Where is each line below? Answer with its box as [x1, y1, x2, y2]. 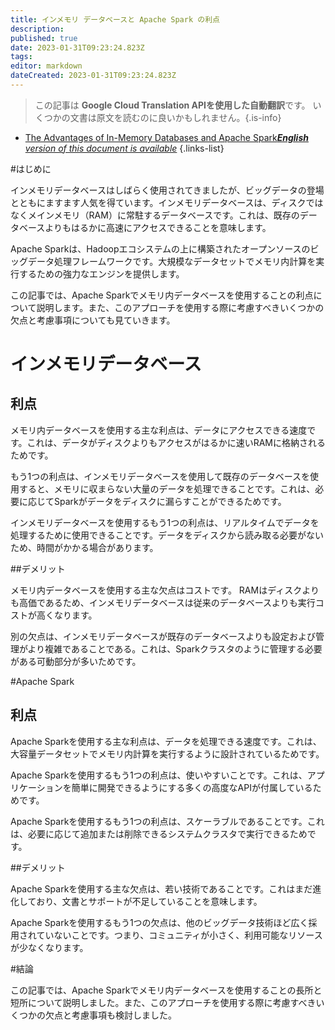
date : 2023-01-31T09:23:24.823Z [10, 42, 145, 53]
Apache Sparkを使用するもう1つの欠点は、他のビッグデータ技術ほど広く [10, 916, 309, 928]
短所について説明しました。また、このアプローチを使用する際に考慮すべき [10, 996, 317, 1008]
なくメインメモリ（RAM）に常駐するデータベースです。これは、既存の [10, 209, 300, 221]
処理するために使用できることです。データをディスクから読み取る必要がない [10, 529, 324, 541]
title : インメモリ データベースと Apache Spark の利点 [10, 14, 220, 25]
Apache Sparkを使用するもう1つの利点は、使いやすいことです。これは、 [10, 769, 308, 781]
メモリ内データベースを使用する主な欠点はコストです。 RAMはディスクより [10, 584, 320, 596]
